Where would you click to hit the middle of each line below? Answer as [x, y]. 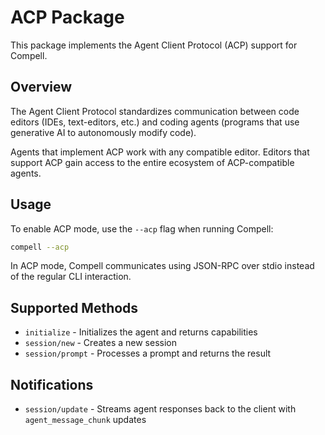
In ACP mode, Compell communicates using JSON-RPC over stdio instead [162, 266]
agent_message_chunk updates [85, 420]
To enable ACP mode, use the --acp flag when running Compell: [142, 228]
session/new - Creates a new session [100, 343]
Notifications [52, 384]
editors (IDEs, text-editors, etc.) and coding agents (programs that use [155, 122]
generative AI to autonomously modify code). [103, 132]
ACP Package [67, 17]
